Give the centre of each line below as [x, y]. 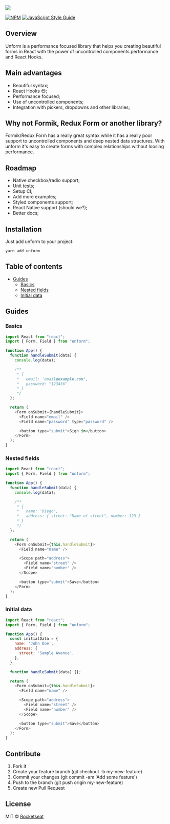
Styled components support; [43, 202]
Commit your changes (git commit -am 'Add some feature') [75, 777]
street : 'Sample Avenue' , [46, 653]
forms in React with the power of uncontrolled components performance [82, 51]
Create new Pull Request [39, 788]
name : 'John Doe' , [34, 644]
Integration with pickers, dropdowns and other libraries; [71, 107]
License [18, 804]
